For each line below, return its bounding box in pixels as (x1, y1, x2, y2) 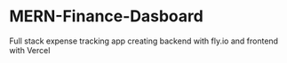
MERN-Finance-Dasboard (9, 6, 204, 27)
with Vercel (9, 44, 51, 55)
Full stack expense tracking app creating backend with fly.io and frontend (9, 35, 278, 46)
